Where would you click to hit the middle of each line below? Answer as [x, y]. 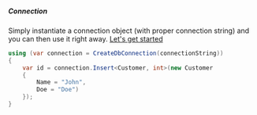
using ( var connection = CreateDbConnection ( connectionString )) [116, 53]
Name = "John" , [61, 82]
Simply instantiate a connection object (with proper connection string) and [129, 31]
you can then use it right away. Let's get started [86, 38]
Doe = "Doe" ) [58, 90]
